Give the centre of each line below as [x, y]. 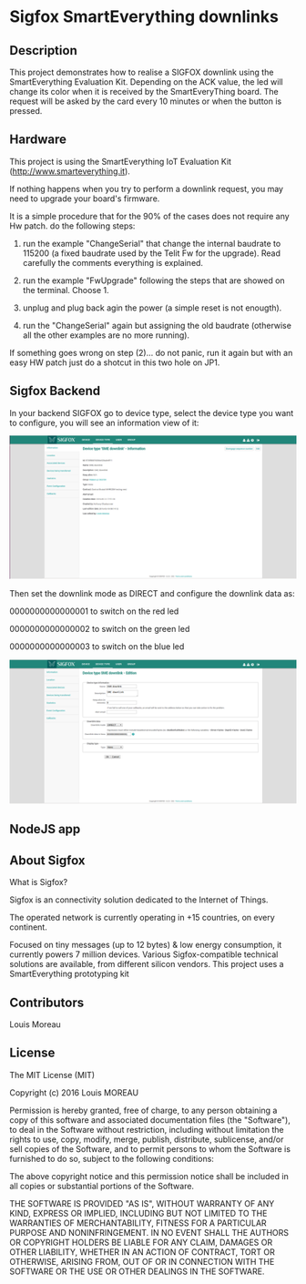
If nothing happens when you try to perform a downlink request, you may [147, 189]
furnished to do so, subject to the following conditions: [112, 1158]
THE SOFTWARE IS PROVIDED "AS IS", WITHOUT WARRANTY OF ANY [142, 1203]
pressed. [26, 111]
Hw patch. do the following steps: [72, 226]
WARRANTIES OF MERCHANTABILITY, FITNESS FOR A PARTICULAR [138, 1223]
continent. [28, 927]
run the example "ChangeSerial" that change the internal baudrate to [152, 243]
